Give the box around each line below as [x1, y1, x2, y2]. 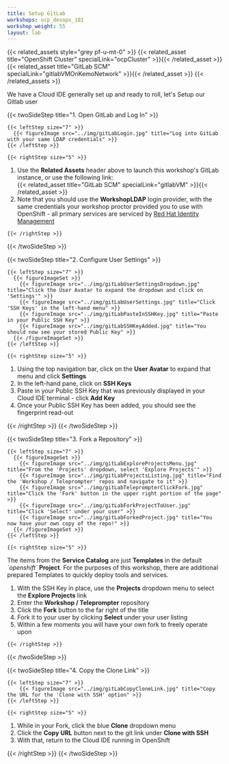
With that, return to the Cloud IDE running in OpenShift [16, 736, 171, 744]
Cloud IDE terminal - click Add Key [16, 394, 115, 402]
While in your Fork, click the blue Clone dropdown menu [16, 722, 176, 730]
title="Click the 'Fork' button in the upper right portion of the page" [7, 491, 222, 497]
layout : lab [7, 29, 41, 36]
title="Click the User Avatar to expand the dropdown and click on [7, 287, 204, 294]
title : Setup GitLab [7, 10, 66, 17]
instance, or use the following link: [16, 173, 114, 182]
